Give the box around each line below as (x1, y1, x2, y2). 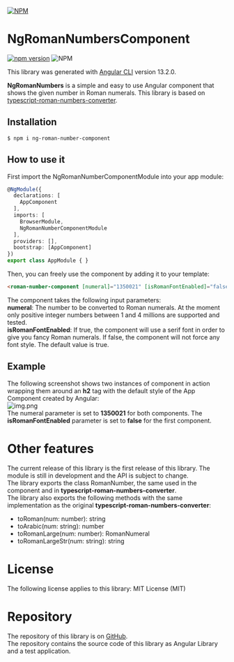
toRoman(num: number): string (17, 514, 106, 523)
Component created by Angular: (7, 394, 100, 402)
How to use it (7, 154, 65, 165)
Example (7, 360, 46, 373)
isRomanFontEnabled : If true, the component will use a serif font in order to (7, 325, 225, 334)
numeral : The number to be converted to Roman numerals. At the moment (7, 303, 221, 311)
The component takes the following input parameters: (7, 295, 162, 304)
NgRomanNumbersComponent (7, 31, 190, 47)
